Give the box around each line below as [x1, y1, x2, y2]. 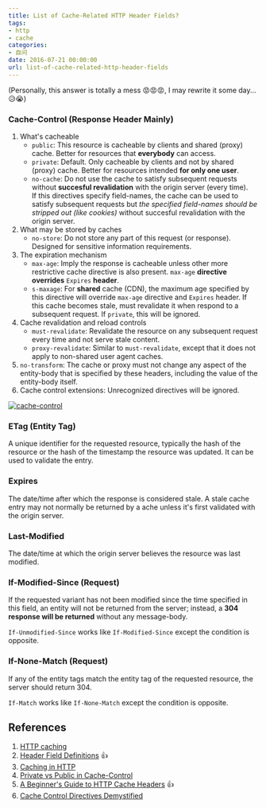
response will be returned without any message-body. [8, 612, 188, 622]
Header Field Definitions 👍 [19, 751, 109, 760]
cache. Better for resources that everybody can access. [31, 149, 216, 158]
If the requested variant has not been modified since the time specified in [8, 595, 249, 605]
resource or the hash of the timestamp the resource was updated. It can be [8, 447, 254, 457]
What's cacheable [19, 132, 79, 142]
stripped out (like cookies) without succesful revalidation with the [31, 208, 245, 217]
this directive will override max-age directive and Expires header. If [31, 292, 248, 303]
